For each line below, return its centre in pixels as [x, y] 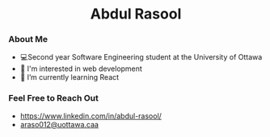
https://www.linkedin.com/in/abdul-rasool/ [91, 116]
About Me [28, 39]
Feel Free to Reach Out [53, 98]
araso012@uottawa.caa [59, 124]
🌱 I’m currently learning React [70, 77]
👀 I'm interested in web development [81, 68]
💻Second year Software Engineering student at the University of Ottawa [141, 57]
